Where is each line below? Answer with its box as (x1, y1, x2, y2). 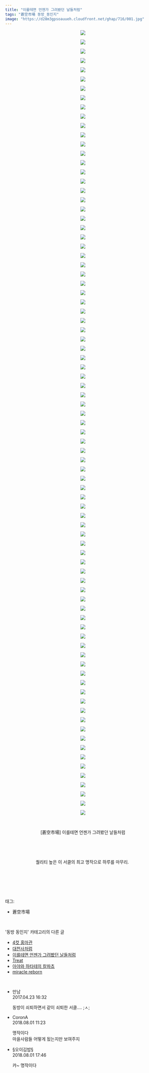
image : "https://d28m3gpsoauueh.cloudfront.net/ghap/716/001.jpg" (5, 16, 145, 21)
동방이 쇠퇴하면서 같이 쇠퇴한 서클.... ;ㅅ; (12, 1005, 90, 1011)
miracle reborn (12, 969, 42, 975)
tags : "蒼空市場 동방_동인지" (5, 12, 59, 17)
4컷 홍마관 (12, 939, 33, 946)
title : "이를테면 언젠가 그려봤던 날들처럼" (5, 7, 83, 12)
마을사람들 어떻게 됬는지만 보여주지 (12, 1036, 80, 1042)
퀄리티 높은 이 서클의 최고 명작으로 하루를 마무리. (35, 859, 129, 865)
